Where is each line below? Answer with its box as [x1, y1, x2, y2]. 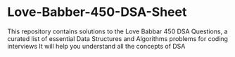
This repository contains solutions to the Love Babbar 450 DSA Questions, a [7, 27, 228, 35]
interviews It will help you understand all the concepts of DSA [7, 42, 186, 50]
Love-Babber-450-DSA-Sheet [7, 4, 187, 20]
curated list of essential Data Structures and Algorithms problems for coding [7, 34, 229, 42]
